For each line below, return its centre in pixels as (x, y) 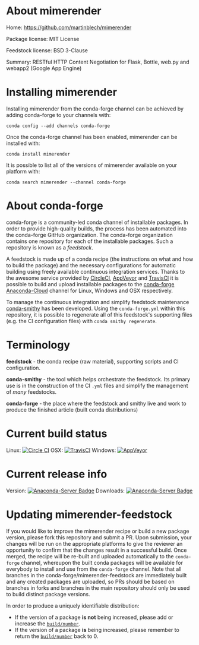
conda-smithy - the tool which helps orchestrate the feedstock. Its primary (98, 379)
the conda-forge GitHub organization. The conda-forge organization (90, 235)
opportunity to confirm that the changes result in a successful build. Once (97, 550)
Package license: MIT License (43, 39)
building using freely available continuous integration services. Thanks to (96, 271)
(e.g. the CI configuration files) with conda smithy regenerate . (82, 321)
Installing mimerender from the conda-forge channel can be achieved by (95, 109)
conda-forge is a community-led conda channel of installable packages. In (97, 222)
